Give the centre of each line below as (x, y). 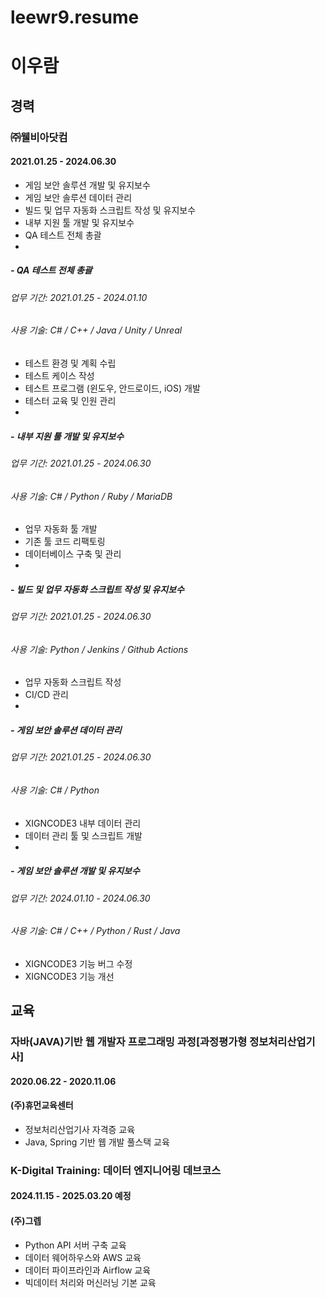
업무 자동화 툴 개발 (61, 529)
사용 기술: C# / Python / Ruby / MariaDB (91, 496)
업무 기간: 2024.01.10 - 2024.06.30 (80, 898)
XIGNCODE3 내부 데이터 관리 (83, 823)
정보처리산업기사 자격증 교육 (80, 1129)
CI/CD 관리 (46, 695)
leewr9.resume (75, 17)
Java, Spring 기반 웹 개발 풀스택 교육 (97, 1142)
